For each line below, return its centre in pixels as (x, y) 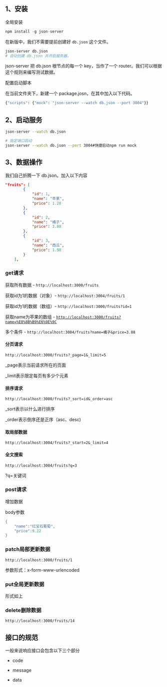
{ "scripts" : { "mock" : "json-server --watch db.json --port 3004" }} (77, 103)
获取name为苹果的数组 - (30, 316)
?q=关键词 (16, 475)
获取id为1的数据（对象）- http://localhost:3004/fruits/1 (65, 295)
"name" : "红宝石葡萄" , (35, 526)
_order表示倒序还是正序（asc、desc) (43, 420)
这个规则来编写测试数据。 (31, 72)
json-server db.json (27, 51)
